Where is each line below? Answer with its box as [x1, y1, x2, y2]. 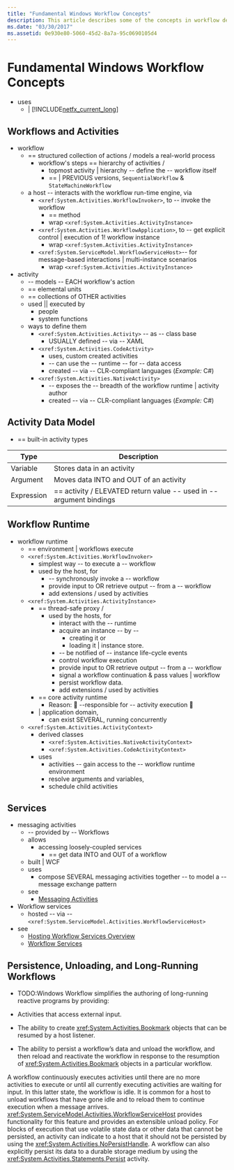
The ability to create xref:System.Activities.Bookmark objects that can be [17, 1024, 227, 1032]
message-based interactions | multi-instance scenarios [38, 256, 197, 263]
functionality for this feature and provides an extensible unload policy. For [7, 1118, 219, 1126]
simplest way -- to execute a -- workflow [38, 560, 156, 568]
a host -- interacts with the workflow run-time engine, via [27, 189, 192, 196]
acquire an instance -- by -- [58, 626, 139, 634]
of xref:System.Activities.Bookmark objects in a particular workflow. [17, 1060, 212, 1068]
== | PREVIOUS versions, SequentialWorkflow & [48, 174, 185, 182]
